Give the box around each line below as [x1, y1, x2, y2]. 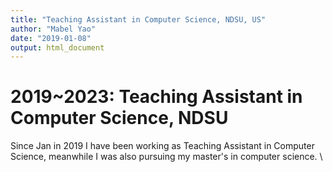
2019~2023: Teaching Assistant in [10, 86, 303, 108]
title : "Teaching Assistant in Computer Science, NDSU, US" [10, 14, 267, 25]
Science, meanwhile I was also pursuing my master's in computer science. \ [10, 151, 323, 163]
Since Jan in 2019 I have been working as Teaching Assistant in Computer [10, 140, 315, 152]
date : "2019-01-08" [10, 33, 92, 43]
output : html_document [10, 42, 105, 53]
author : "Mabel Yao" [10, 24, 97, 34]
